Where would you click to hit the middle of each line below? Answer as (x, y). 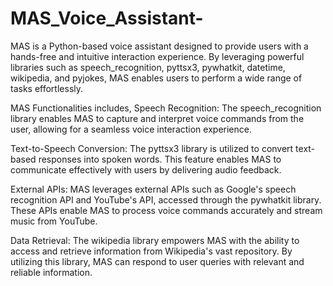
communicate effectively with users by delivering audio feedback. (146, 169)
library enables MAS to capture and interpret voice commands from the (157, 118)
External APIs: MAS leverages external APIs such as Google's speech (153, 189)
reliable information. (51, 272)
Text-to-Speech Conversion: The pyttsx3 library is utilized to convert (152, 148)
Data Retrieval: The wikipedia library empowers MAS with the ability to (155, 240)
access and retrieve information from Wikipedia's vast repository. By (151, 251)
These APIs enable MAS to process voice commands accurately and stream (166, 210)
